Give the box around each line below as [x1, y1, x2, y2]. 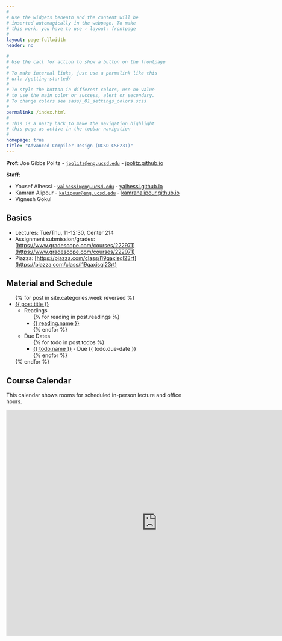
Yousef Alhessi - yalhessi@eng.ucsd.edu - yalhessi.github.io [14, 182, 163, 190]
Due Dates [23, 332, 51, 340]
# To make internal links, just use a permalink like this [6, 70, 158, 76]
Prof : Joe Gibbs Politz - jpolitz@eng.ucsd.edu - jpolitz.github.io [6, 159, 164, 166]
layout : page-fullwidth [6, 37, 66, 43]
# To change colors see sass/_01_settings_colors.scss [6, 98, 147, 104]
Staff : [6, 171, 21, 178]
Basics [6, 213, 32, 223]
